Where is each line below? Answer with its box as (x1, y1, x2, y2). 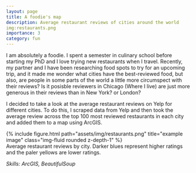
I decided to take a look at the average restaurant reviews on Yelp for (6, 101, 173, 107)
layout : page (6, 8, 38, 15)
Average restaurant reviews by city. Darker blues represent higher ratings (6, 143, 183, 150)
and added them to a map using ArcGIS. (6, 119, 102, 126)
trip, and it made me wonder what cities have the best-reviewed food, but (6, 71, 183, 77)
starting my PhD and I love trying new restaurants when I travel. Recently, (6, 58, 183, 65)
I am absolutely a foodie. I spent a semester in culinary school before (6, 52, 173, 58)
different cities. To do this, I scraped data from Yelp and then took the (6, 106, 174, 113)
